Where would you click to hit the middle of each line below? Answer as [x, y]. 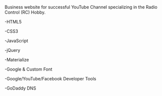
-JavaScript [16, 41]
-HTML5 [13, 22]
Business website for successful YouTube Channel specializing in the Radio [81, 7]
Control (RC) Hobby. [25, 12]
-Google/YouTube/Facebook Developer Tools [50, 79]
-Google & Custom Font [29, 69]
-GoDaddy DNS [20, 88]
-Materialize [17, 60]
